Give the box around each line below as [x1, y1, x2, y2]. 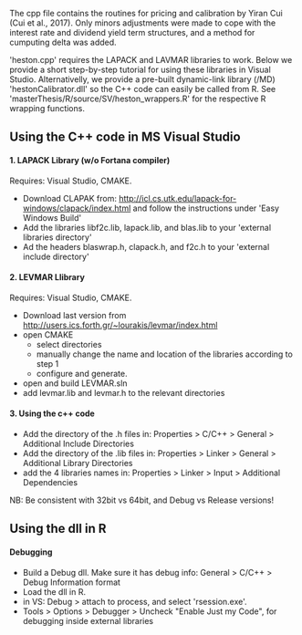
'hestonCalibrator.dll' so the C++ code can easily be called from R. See [9, 84, 276, 94]
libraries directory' [22, 232, 93, 243]
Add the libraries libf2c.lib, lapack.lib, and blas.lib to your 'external [22, 222, 272, 233]
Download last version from [22, 309, 127, 320]
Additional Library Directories [22, 458, 134, 468]
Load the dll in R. [22, 586, 87, 597]
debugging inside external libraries [22, 615, 154, 626]
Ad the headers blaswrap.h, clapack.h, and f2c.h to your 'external [22, 241, 270, 252]
